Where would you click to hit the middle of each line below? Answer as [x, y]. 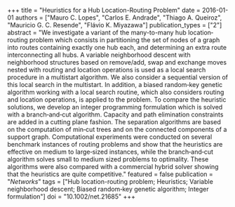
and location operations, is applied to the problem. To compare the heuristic [117, 100]
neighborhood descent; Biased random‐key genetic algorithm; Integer [108, 189]
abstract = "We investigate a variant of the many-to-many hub [97, 32]
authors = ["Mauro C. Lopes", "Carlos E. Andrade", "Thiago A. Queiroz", [119, 18]
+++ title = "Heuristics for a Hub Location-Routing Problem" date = [104, 10]
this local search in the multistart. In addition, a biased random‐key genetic [115, 85]
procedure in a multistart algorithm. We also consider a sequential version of [118, 77]
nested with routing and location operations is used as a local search [107, 70]
